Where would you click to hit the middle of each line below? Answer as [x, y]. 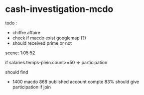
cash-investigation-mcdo [59, 9]
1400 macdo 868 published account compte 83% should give [76, 82]
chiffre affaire [26, 32]
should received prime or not [42, 43]
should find [17, 72]
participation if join [32, 87]
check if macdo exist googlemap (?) [49, 38]
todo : [11, 23]
